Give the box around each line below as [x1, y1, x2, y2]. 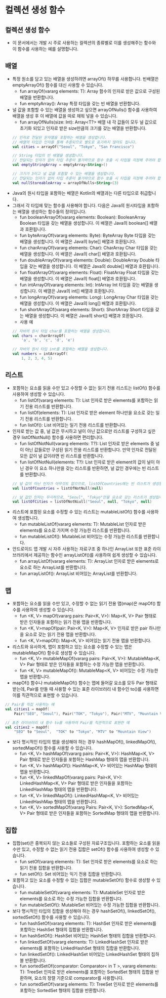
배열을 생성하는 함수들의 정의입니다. [17, 208, 86, 214]
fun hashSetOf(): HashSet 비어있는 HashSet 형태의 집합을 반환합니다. [19, 933, 157, 939]
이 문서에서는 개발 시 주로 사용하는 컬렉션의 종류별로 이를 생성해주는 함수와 [12, 40, 157, 45]
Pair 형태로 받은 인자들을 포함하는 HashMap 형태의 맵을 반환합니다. [19, 756, 150, 762]
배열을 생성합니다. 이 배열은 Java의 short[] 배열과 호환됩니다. [25, 312, 143, 319]
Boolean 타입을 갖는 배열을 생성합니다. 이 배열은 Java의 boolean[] [19, 220, 149, 226]
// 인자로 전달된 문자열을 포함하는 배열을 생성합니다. [12, 135, 107, 140]
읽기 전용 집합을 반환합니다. [19, 865, 73, 871]
